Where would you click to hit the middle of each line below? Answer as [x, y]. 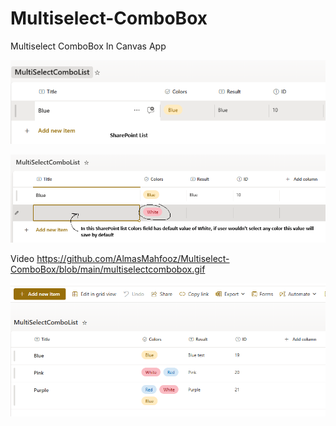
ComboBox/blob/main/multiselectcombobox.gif [108, 269]
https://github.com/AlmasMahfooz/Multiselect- [133, 259]
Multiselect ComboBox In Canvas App [88, 46]
